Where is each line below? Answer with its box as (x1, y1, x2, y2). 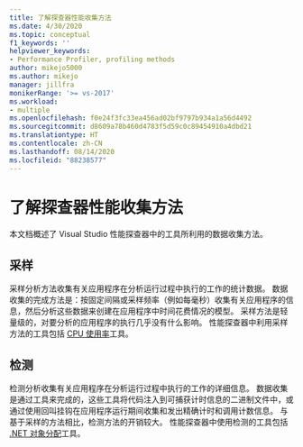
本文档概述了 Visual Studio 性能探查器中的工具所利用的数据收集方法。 (9, 229, 268, 240)
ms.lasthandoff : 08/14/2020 (9, 147, 115, 156)
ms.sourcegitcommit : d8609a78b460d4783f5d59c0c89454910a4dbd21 (9, 123, 252, 132)
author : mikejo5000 (9, 64, 83, 73)
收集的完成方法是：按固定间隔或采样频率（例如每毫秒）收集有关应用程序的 (9, 295, 286, 306)
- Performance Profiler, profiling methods (9, 55, 176, 64)
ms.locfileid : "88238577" (9, 155, 106, 165)
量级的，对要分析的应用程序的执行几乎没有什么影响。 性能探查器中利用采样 (9, 317, 289, 328)
